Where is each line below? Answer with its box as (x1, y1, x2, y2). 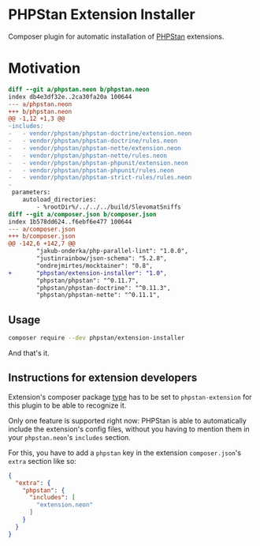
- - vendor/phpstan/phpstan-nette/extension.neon (8, 144, 181, 152)
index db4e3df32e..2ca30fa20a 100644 (8, 92, 132, 100)
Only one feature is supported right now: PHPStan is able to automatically (8, 416, 247, 425)
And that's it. (8, 348, 50, 357)
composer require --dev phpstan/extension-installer (8, 334, 185, 342)
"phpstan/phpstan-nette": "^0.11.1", (36, 291, 160, 299)
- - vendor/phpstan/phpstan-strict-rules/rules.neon (8, 174, 192, 182)
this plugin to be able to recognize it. (8, 401, 127, 410)
